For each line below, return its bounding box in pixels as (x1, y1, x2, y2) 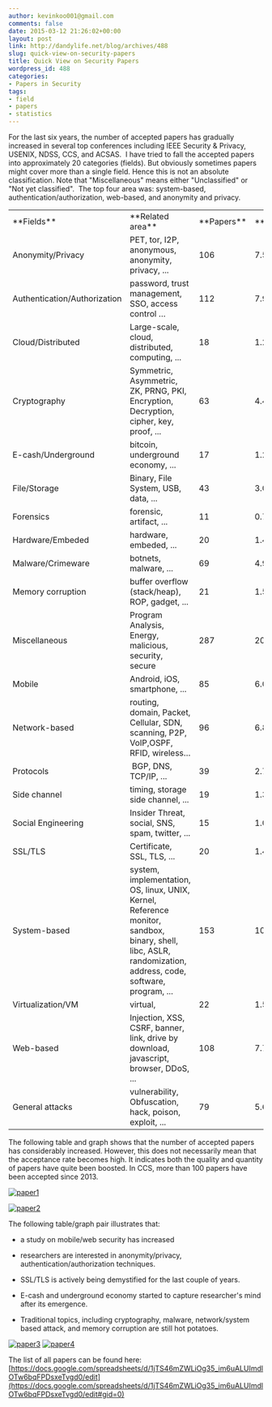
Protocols (12, 766, 49, 777)
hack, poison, (129, 1107, 181, 1117)
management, (129, 288, 182, 299)
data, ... (129, 493, 158, 504)
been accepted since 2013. (8, 1172, 99, 1181)
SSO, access (129, 298, 178, 309)
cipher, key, (129, 415, 174, 427)
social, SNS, (129, 817, 176, 828)
